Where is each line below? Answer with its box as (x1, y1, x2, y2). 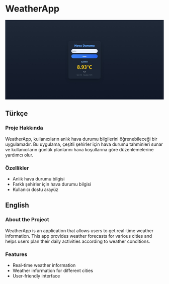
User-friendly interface (12, 272, 60, 279)
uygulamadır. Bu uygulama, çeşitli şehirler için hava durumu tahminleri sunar (5, 141, 163, 147)
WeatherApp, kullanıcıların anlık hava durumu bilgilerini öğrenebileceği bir (5, 136, 157, 142)
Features (5, 251, 28, 258)
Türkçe (5, 109, 28, 118)
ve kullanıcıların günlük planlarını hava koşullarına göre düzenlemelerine (5, 146, 154, 152)
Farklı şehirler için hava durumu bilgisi (12, 181, 92, 187)
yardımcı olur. (5, 152, 34, 158)
